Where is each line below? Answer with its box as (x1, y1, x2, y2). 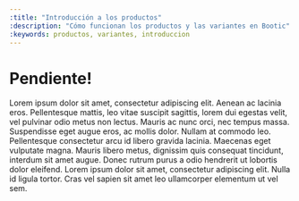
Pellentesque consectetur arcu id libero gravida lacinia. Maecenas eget (9, 136, 271, 147)
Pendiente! (9, 68, 92, 88)
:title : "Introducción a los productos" (9, 13, 163, 22)
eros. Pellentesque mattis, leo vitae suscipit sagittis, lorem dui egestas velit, (9, 107, 288, 118)
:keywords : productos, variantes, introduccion (9, 29, 191, 38)
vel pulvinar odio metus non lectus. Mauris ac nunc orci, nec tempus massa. (9, 117, 290, 128)
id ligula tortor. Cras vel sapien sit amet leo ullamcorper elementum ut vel (9, 173, 279, 184)
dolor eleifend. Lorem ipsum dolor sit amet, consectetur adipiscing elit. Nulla (9, 164, 291, 175)
